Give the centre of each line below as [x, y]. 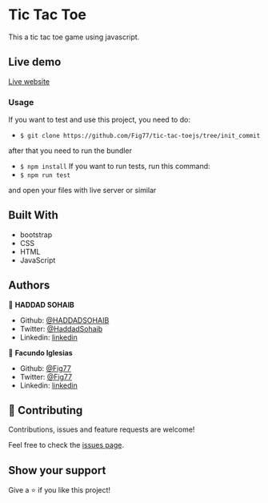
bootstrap [36, 235]
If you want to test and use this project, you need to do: [99, 120]
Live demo [35, 62]
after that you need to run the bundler [70, 151]
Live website [29, 81]
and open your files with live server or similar [82, 191]
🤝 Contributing [46, 410]
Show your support [57, 470]
